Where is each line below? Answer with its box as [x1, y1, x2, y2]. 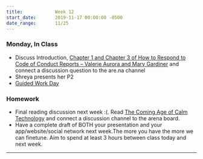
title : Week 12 [6, 8, 74, 15]
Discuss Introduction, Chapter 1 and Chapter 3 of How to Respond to [14, 54, 186, 61]
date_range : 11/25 [6, 20, 69, 26]
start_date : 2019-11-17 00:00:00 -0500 [6, 15, 123, 21]
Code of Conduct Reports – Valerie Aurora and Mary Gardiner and [14, 60, 179, 67]
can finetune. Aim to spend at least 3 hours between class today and [14, 134, 187, 141]
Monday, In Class [6, 40, 59, 48]
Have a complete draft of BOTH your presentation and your [14, 121, 163, 128]
